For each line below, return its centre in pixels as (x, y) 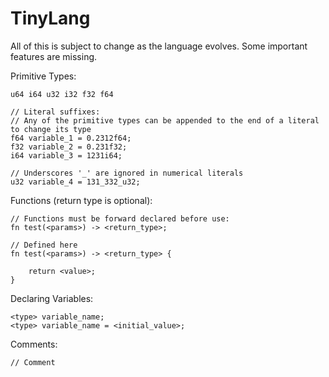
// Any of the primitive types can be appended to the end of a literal (165, 120)
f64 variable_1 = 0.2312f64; (71, 138)
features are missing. (54, 56)
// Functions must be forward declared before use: (120, 218)
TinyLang (50, 18)
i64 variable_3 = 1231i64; (66, 155)
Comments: (34, 344)
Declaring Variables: (52, 298)
